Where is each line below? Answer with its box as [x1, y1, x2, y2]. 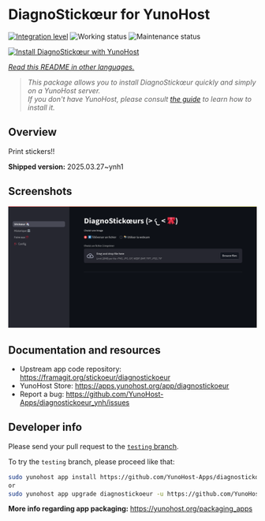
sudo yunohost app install [8, 473, 97, 481]
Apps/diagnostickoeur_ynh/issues [19, 397, 130, 407]
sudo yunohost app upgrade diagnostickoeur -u [8, 489, 164, 498]
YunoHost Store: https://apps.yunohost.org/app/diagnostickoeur [19, 380, 230, 390]
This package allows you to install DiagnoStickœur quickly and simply [27, 77, 256, 87]
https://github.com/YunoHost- [65, 389, 164, 399]
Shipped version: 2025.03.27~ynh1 [8, 162, 124, 171]
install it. [27, 103, 55, 112]
